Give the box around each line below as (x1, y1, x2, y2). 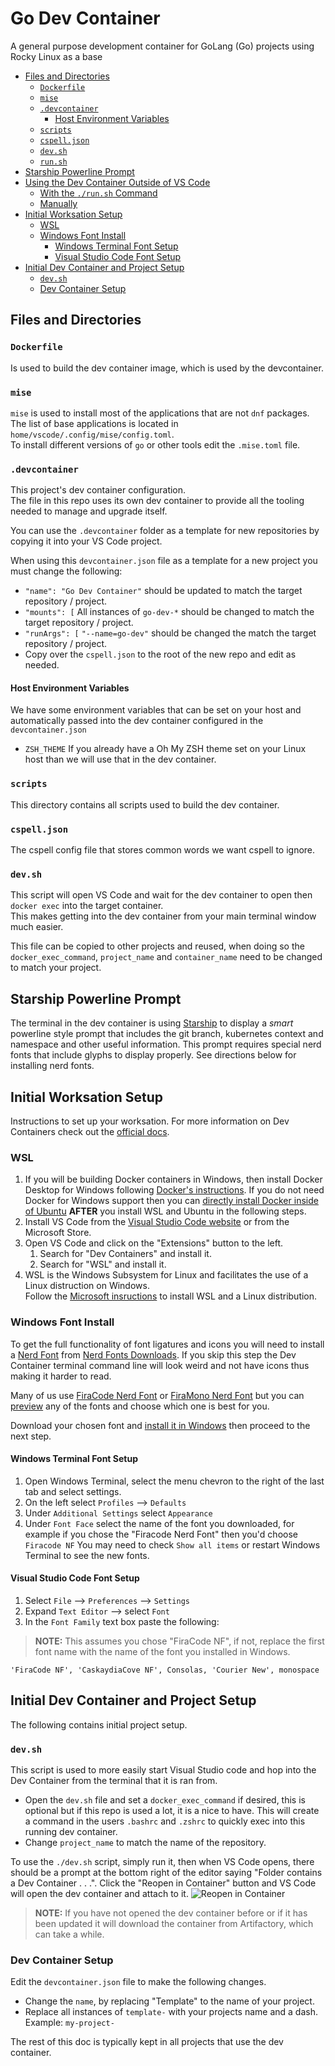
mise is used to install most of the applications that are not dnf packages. (10, 407, 310, 419)
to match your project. (10, 962, 102, 974)
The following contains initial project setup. (10, 1718, 188, 1731)
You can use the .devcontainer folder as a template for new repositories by (10, 525, 320, 537)
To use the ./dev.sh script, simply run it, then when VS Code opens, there (10, 1856, 315, 1868)
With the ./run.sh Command (39, 187, 158, 199)
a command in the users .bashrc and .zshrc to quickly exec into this (24, 1815, 306, 1827)
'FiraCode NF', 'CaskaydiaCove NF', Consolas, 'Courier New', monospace (10, 1665, 320, 1675)
